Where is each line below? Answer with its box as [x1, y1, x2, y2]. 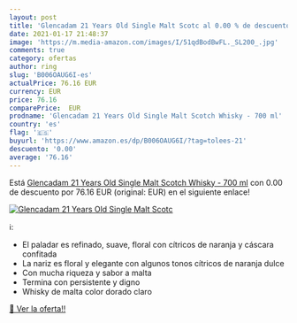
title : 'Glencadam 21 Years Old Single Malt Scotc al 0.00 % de [9, 21, 251, 30]
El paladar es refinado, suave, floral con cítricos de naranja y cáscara [21, 239, 274, 250]
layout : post [9, 12, 57, 22]
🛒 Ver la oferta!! [9, 303, 66, 314]
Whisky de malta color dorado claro [21, 286, 153, 296]
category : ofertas [9, 54, 77, 63]
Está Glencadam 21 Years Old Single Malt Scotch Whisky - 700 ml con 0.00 [9, 177, 283, 188]
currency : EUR [9, 87, 62, 96]
